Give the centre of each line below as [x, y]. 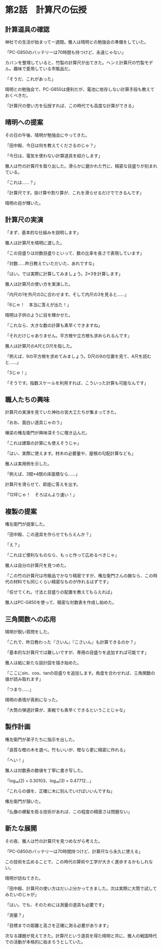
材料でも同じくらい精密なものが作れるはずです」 [62, 582]
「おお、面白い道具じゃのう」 [35, 422]
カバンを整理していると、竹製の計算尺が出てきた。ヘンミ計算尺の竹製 [75, 63]
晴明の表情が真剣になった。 [33, 700]
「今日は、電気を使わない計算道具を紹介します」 [54, 155]
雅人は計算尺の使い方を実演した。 [39, 284]
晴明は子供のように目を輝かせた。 [39, 315]
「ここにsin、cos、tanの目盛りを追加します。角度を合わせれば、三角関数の [80, 673]
